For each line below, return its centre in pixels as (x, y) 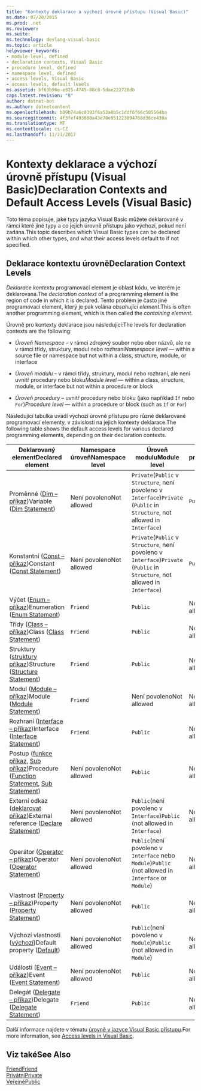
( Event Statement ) (35, 982)
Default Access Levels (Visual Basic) (99, 203)
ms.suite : (19, 34)
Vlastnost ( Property (37, 895)
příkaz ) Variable (31, 501)
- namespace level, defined (41, 73)
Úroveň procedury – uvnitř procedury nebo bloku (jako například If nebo (105, 397)
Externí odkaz (28, 800)
